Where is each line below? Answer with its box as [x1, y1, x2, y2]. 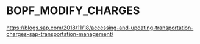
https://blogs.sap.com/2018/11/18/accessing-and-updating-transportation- [6, 24, 194, 31]
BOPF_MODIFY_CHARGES [6, 4, 140, 18]
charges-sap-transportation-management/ [6, 30, 114, 37]
